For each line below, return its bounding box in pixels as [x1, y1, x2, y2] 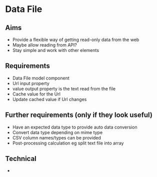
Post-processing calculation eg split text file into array [12, 140, 124, 146]
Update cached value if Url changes [12, 96, 87, 102]
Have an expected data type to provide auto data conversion [12, 124, 137, 130]
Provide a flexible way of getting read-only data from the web [12, 36, 139, 42]
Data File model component [12, 75, 69, 81]
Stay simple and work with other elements [12, 47, 99, 53]
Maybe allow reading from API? [12, 42, 77, 48]
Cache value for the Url [12, 91, 61, 97]
